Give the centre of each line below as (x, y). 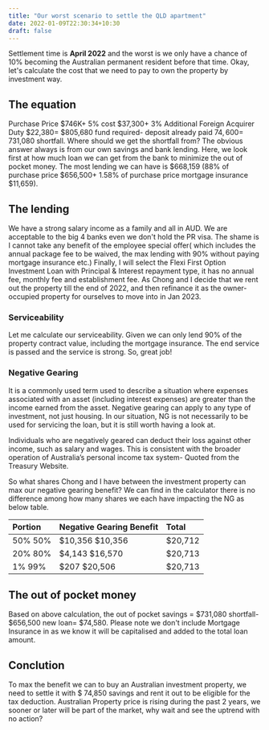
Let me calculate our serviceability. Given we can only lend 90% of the (125, 335)
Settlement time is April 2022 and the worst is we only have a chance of (128, 54)
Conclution (37, 665)
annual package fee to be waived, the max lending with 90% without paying (134, 254)
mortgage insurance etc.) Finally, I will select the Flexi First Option (117, 262)
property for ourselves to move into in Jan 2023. (121, 297)
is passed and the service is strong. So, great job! (90, 352)
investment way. (35, 79)
